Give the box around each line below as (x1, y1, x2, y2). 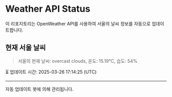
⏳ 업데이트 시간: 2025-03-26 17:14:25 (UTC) (5, 68, 97, 75)
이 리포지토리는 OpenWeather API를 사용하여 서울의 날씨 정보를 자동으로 (5, 20, 151, 27)
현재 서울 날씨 (5, 43, 46, 52)
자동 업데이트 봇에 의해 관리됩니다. (5, 86, 74, 92)
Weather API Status (5, 3, 91, 15)
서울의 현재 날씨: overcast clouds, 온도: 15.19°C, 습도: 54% (17, 58, 138, 64)
